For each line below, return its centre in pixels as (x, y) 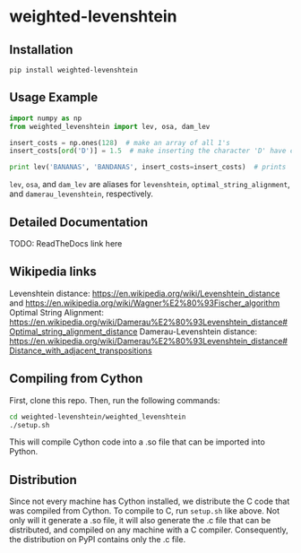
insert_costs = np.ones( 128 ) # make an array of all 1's (120, 143)
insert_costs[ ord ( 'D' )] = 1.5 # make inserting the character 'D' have (148, 151)
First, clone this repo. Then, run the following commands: (115, 400)
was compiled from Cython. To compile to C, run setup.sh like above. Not (145, 511)
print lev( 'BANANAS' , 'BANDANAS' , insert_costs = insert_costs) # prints (148, 168)
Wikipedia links (53, 272)
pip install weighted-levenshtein (74, 70)
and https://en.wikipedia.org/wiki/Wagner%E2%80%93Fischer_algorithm (145, 303)
